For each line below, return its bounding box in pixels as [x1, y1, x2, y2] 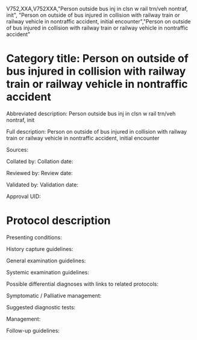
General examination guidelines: [6, 257, 86, 264]
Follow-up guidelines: [6, 327, 60, 334]
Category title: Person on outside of [6, 52, 189, 66]
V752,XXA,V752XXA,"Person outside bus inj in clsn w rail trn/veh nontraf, [6, 5, 188, 12]
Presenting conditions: [6, 233, 62, 241]
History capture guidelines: [6, 245, 73, 252]
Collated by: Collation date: [6, 158, 73, 165]
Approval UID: [6, 193, 41, 200]
